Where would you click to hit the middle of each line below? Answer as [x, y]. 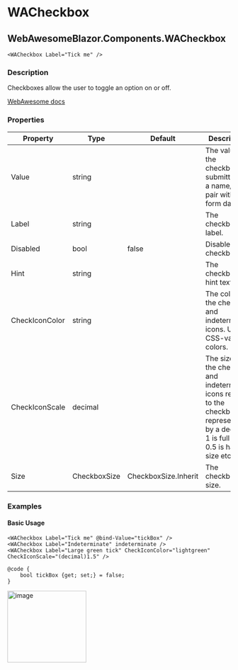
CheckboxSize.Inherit [163, 476]
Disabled [25, 249]
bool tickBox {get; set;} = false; [73, 575]
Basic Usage [26, 523]
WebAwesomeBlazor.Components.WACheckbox [117, 39]
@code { [19, 569]
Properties [26, 120]
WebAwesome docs [36, 102]
